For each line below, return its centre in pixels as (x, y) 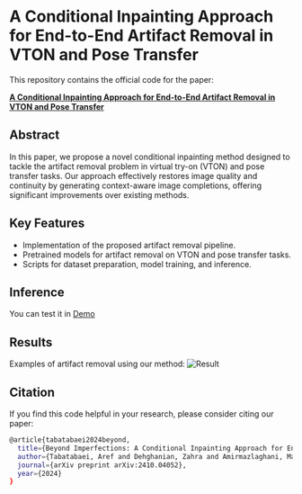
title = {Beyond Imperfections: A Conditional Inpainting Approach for (150, 448)
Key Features (47, 224)
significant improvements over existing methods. (99, 194)
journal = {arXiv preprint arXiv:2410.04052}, (102, 465)
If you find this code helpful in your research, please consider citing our (142, 414)
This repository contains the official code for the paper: (111, 79)
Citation (32, 392)
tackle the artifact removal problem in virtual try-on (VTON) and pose (137, 166)
